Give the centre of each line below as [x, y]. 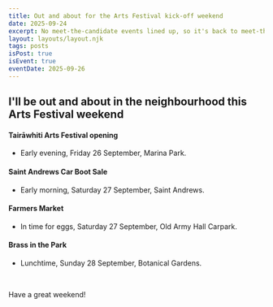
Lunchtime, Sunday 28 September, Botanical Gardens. [111, 263]
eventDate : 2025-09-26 [47, 69]
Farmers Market [36, 209]
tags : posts [28, 46]
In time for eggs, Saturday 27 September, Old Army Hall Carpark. [128, 226]
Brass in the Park [38, 245]
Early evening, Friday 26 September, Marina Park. [103, 153]
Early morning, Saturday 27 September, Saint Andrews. [112, 190]
